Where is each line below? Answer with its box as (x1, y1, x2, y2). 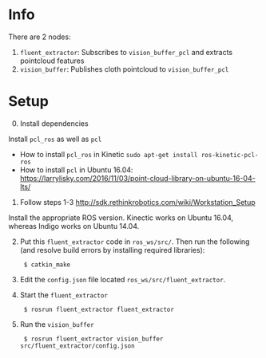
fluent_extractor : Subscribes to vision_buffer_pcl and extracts (19, 47, 233, 57)
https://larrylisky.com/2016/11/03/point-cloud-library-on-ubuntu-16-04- (19, 173, 256, 183)
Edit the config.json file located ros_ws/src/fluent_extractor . (19, 274, 226, 284)
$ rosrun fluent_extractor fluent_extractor (23, 305, 174, 313)
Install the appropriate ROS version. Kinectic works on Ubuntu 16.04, (8, 213, 234, 222)
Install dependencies (19, 118, 89, 128)
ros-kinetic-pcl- (200, 151, 259, 159)
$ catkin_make (23, 261, 71, 269)
